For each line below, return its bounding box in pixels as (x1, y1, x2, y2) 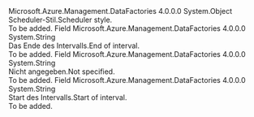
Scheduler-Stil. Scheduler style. (8, 15, 113, 24)
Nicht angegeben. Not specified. (8, 67, 115, 76)
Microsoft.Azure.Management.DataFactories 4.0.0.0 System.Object (8, 6, 233, 15)
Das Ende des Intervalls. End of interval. (8, 41, 140, 50)
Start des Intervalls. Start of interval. (8, 93, 127, 102)
